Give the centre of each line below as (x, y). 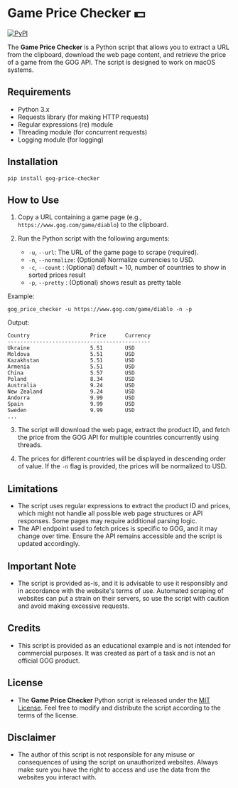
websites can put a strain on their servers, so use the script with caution (123, 598)
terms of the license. (48, 715)
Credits (24, 628)
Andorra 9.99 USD (71, 398)
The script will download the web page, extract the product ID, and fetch (124, 430)
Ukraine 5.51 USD (71, 348)
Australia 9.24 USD (71, 386)
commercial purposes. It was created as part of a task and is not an (116, 653)
